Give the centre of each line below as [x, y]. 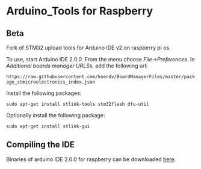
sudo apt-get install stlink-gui [48, 126]
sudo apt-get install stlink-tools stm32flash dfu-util [78, 104]
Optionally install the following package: [56, 115]
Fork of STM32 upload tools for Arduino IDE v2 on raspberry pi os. [88, 48]
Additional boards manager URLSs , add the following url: [77, 66]
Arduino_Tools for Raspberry [80, 11]
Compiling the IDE [41, 145]
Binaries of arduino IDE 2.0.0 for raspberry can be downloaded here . [91, 159]
